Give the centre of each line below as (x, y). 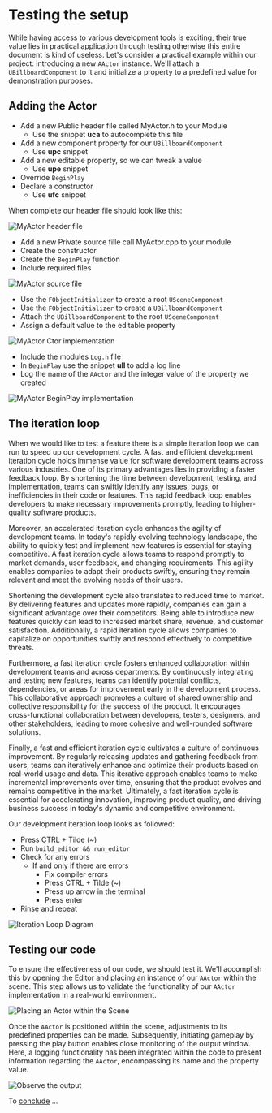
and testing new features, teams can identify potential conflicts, (115, 680)
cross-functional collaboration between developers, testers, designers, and (134, 714)
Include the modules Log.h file (71, 356)
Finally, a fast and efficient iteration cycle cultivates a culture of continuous (134, 748)
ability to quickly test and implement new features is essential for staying (130, 545)
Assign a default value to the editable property (98, 325)
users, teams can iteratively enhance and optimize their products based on (134, 765)
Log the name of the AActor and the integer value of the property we (134, 373)
